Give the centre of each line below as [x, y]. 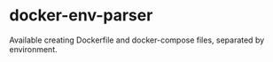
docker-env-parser [81, 15]
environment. [33, 49]
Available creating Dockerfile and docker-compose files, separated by [137, 40]
